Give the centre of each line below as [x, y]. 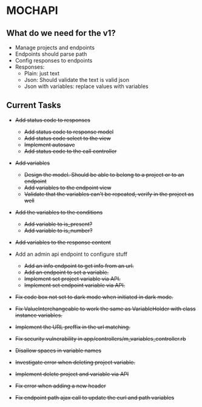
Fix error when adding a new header [60, 386]
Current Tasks [34, 105]
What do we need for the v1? [61, 33]
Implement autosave [49, 145]
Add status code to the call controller [70, 151]
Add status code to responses [53, 120]
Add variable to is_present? [58, 224]
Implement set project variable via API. [72, 279]
